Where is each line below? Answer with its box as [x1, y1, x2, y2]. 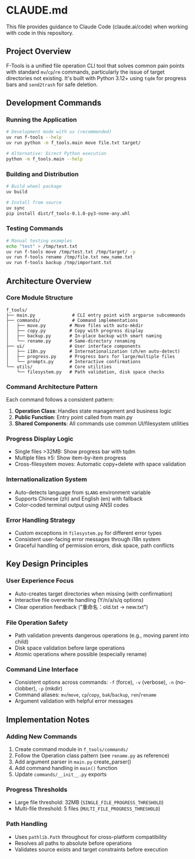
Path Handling [6, 820, 48, 828]
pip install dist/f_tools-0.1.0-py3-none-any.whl [6, 210, 131, 216]
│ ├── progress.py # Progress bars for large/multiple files [6, 353, 176, 360]
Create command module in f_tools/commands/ [14, 746, 128, 752]
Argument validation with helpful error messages [14, 697, 134, 705]
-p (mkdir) [38, 685, 63, 692]
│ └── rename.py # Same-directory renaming [6, 338, 135, 344]
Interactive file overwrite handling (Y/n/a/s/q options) [14, 596, 144, 603]
